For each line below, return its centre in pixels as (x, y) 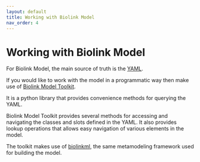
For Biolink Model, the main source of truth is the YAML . (75, 68)
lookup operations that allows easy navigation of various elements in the (95, 129)
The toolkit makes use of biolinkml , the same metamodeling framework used (100, 147)
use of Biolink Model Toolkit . (41, 86)
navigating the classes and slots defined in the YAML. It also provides (92, 122)
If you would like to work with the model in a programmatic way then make (98, 80)
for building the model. (34, 153)
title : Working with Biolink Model (50, 17)
